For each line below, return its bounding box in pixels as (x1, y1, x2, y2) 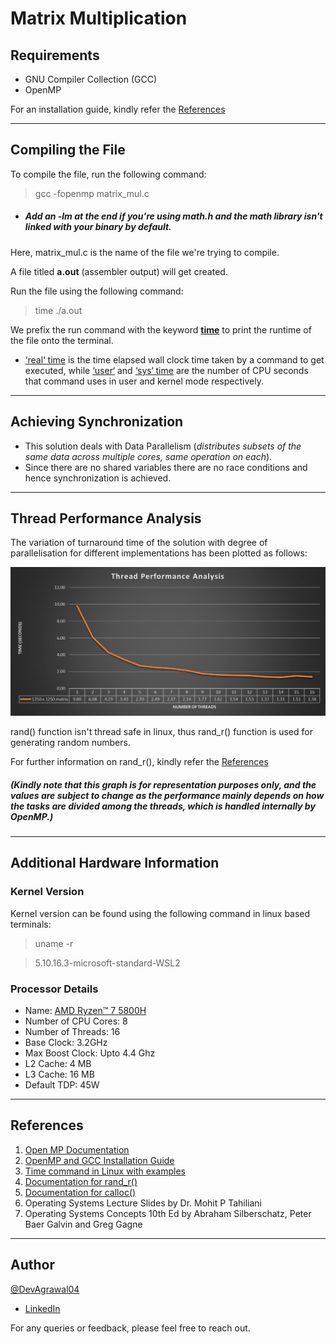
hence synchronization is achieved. (24, 472, 172, 484)
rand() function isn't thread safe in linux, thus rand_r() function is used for (10, 726, 313, 738)
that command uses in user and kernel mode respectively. (24, 375, 264, 387)
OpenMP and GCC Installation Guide (24, 1154, 175, 1166)
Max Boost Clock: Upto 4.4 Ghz (24, 1047, 156, 1059)
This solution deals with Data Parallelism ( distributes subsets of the (24, 440, 302, 452)
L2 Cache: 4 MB (24, 1058, 92, 1070)
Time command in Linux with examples (24, 1165, 186, 1177)
